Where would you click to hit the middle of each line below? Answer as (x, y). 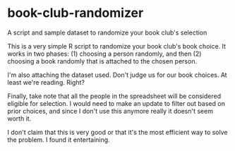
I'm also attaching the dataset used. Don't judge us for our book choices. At (117, 75)
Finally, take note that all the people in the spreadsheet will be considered (114, 96)
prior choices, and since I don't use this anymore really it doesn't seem (110, 111)
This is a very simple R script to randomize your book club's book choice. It (117, 46)
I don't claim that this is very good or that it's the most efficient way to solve (117, 132)
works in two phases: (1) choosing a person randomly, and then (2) (104, 54)
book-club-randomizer (76, 13)
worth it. (19, 119)
